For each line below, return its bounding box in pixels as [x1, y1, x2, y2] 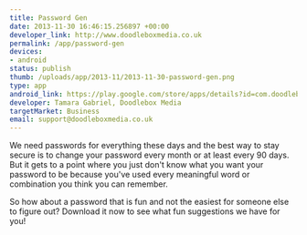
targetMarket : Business [9, 107, 101, 116]
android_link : [9, 89, 64, 98]
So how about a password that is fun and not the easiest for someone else [9, 197, 290, 208]
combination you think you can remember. [9, 179, 169, 189]
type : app [9, 81, 48, 90]
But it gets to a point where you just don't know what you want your [9, 159, 264, 170]
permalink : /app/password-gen [9, 38, 125, 48]
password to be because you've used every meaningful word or [9, 169, 250, 180]
